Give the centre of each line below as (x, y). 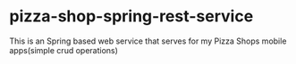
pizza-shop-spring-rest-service (131, 16)
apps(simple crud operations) (64, 50)
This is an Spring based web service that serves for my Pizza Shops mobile (148, 41)
